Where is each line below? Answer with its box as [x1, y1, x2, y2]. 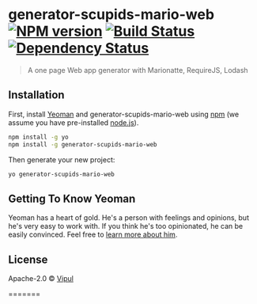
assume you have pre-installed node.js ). [8, 117, 139, 127]
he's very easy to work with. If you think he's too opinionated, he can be [8, 222, 244, 231]
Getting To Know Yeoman [8, 192, 136, 205]
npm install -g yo [8, 133, 69, 141]
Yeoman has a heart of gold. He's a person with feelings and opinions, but [8, 213, 249, 222]
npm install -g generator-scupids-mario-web [8, 140, 157, 148]
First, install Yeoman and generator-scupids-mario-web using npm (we [8, 109, 240, 119]
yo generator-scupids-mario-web [8, 170, 115, 178]
